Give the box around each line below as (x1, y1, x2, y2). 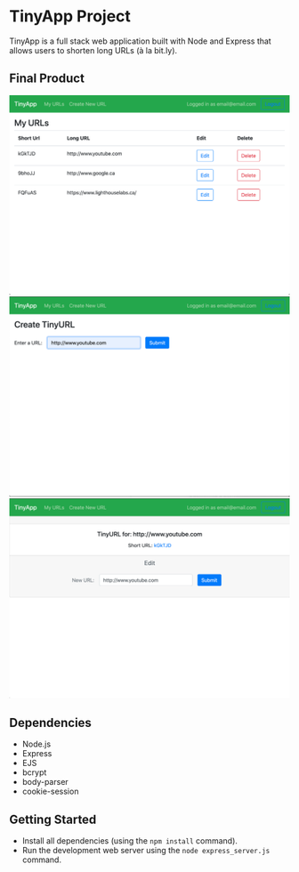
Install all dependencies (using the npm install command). (21, 836, 238, 846)
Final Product (9, 71, 85, 86)
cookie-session (21, 786, 79, 797)
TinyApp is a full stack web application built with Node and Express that (9, 36, 271, 46)
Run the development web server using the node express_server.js (21, 845, 271, 856)
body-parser (21, 777, 69, 787)
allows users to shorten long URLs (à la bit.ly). (9, 44, 178, 55)
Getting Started (9, 811, 97, 827)
